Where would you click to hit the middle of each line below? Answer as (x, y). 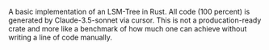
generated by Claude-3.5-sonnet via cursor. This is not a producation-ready (135, 20)
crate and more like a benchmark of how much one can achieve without (128, 29)
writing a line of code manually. (61, 37)
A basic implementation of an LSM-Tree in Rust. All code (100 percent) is (129, 12)
